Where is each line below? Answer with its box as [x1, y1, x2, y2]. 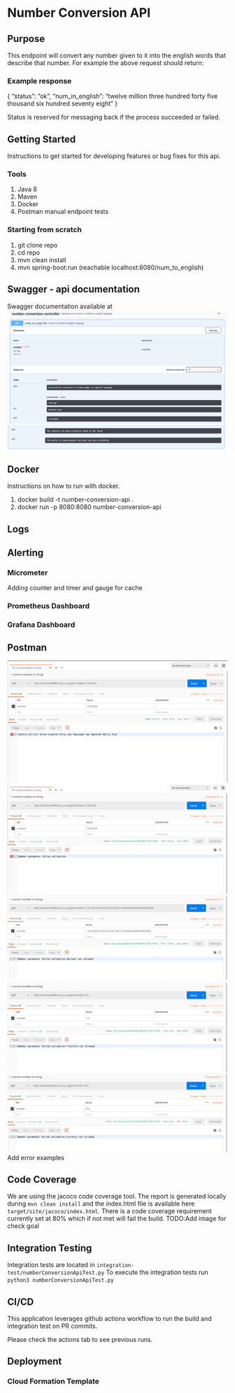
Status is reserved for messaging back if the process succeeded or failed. [7, 113, 220, 122]
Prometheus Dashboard [7, 601, 90, 611]
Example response [7, 76, 72, 85]
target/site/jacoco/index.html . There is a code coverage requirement [7, 1207, 212, 1215]
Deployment [7, 1355, 62, 1368]
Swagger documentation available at [7, 302, 113, 310]
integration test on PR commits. [7, 1322, 98, 1330]
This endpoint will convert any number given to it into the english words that [7, 51, 226, 59]
